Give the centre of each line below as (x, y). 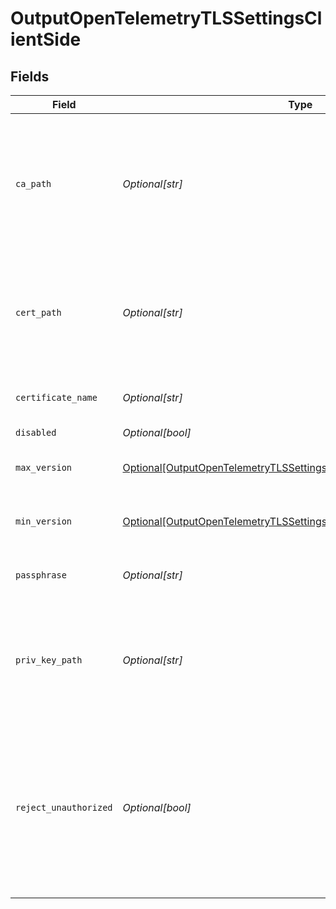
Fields (30, 76)
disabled (36, 432)
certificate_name (56, 397)
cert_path (38, 312)
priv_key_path (49, 660)
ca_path (33, 183)
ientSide (46, 39)
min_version (44, 521)
